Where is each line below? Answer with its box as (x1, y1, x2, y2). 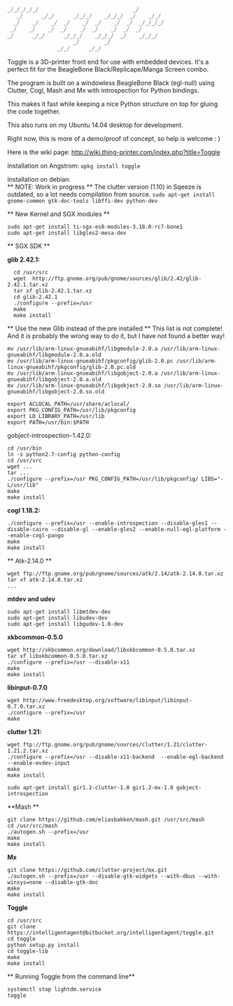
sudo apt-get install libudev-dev (7, 615, 108, 622)
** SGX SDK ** (7, 242, 50, 250)
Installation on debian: (7, 175, 71, 184)
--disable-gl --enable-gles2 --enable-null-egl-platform (51, 526, 220, 533)
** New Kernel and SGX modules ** (7, 210, 110, 218)
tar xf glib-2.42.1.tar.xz (13, 288, 92, 295)
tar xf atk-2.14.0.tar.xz (7, 577, 83, 584)
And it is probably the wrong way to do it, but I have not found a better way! (7, 332, 225, 340)
